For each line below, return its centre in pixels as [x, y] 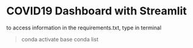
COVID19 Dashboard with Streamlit [97, 11]
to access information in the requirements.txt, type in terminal [84, 28]
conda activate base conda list [60, 39]
